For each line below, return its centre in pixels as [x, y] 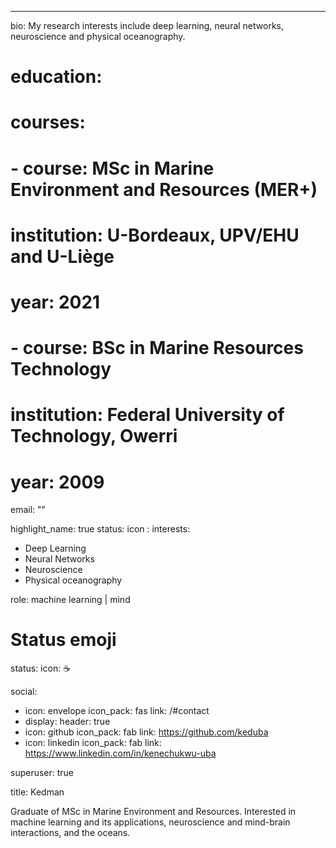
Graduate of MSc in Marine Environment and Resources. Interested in [153, 812]
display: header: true [67, 722]
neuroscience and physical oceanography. [98, 36]
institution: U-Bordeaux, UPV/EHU [155, 235]
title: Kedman [37, 792]
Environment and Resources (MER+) [164, 189]
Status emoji [63, 640]
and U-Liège [62, 256]
